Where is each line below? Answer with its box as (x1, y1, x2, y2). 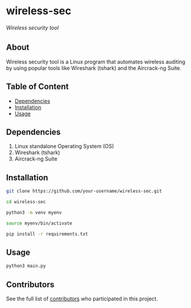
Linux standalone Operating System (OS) (14, 143, 114, 150)
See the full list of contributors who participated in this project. (6, 295, 158, 303)
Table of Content (6, 82, 69, 92)
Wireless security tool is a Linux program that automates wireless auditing (6, 58, 186, 65)
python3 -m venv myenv (6, 210, 62, 216)
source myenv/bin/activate (6, 220, 73, 226)
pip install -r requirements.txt (6, 231, 88, 237)
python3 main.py (6, 263, 46, 269)
